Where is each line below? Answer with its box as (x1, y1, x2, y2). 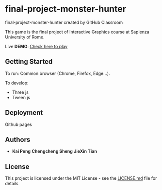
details (5, 181, 18, 187)
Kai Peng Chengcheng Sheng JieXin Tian (12, 148, 97, 154)
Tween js (12, 94, 31, 100)
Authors (5, 135, 31, 144)
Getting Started (5, 57, 53, 66)
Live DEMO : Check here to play (5, 43, 68, 49)
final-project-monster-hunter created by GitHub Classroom (5, 19, 123, 25)
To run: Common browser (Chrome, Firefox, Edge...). (5, 70, 110, 76)
